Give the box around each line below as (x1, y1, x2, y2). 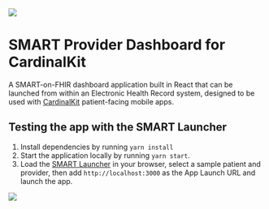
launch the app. (20, 176, 73, 186)
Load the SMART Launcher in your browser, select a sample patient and (20, 159, 262, 168)
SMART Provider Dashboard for (8, 36, 226, 54)
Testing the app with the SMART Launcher (8, 121, 228, 134)
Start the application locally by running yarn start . (20, 150, 191, 160)
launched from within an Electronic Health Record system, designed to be (8, 88, 255, 98)
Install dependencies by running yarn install (20, 142, 174, 151)
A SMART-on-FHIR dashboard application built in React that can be (8, 79, 233, 89)
